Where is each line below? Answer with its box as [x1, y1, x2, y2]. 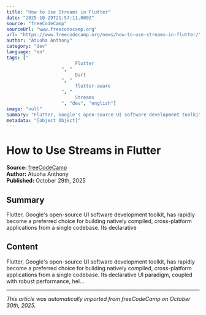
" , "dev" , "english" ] [61, 100, 116, 106]
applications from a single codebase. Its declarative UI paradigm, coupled [6, 271, 193, 278]
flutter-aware [74, 83, 112, 89]
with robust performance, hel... [6, 277, 85, 285]
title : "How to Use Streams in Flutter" [6, 9, 112, 15]
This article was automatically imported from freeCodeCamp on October [6, 295, 191, 302]
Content [6, 241, 39, 252]
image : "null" [6, 105, 43, 112]
